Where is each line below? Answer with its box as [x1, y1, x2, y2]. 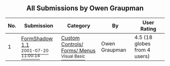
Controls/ [61, 40, 83, 47]
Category [67, 22, 91, 29]
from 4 [134, 46, 151, 53]
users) [134, 52, 150, 59]
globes [134, 40, 151, 47]
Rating [140, 25, 157, 32]
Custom [61, 34, 80, 41]
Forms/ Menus [61, 47, 96, 54]
